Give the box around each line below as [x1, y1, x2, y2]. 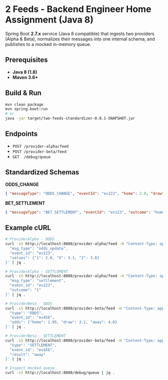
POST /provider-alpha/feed [12, 144, 69, 149]
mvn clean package [5, 102, 43, 107]
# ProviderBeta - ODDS [5, 301, 52, 306]
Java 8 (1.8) [12, 69, 37, 75]
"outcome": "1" [9, 288, 41, 293]
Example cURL [5, 223, 51, 232]
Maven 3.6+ [12, 74, 38, 80]
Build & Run [5, 89, 41, 97]
